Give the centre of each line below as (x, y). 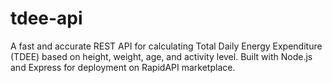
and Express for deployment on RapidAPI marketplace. (123, 67)
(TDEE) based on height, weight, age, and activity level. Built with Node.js (161, 56)
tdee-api (46, 18)
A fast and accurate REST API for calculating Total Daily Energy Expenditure (166, 46)
